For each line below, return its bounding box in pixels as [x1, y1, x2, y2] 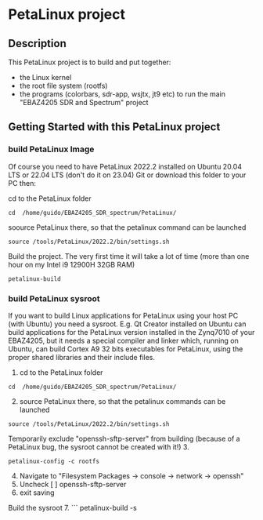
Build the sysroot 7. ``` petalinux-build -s [8, 503, 137, 512]
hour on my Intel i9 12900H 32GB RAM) [8, 260, 135, 269]
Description [8, 37, 67, 50]
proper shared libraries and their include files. [8, 352, 155, 362]
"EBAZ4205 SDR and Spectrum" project [19, 98, 149, 107]
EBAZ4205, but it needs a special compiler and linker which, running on [8, 336, 239, 345]
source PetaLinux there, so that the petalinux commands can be [19, 396, 226, 405]
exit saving [19, 488, 55, 497]
